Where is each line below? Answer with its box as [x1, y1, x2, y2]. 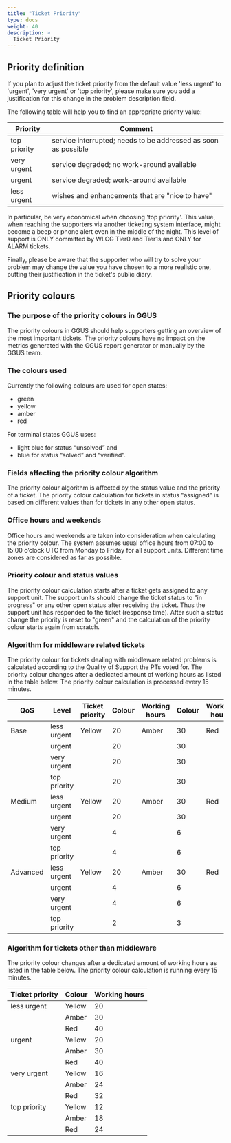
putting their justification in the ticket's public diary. [7, 270, 153, 278]
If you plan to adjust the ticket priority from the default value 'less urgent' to [7, 79, 221, 88]
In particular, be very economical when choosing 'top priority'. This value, [7, 212, 215, 221]
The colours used [7, 366, 67, 375]
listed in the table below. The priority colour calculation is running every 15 [7, 966, 218, 975]
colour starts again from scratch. [7, 622, 100, 631]
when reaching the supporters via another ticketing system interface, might [7, 220, 221, 228]
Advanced [10, 867, 44, 877]
